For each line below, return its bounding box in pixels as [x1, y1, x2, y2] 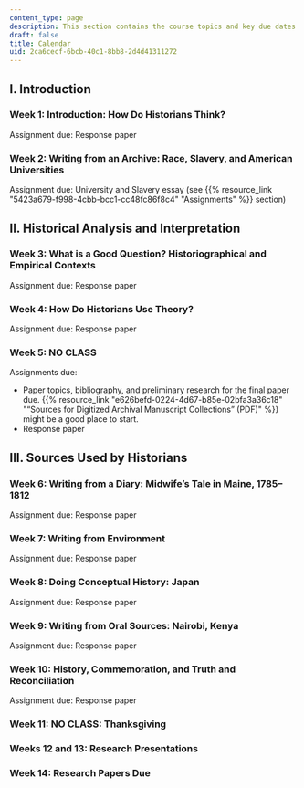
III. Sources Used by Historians [9, 449, 188, 466]
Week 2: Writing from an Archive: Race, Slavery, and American [9, 152, 293, 164]
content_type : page [9, 13, 84, 23]
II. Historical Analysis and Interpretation [9, 220, 241, 236]
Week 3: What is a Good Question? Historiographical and [9, 247, 267, 260]
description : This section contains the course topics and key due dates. [9, 22, 300, 31]
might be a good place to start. [22, 414, 139, 425]
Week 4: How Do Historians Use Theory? [9, 302, 194, 315]
